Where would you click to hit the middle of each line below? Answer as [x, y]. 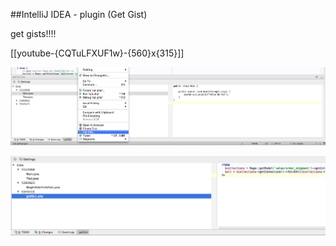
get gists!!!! [33, 33]
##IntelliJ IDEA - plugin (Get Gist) [79, 14]
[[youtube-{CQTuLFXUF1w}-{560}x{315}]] [97, 53]
